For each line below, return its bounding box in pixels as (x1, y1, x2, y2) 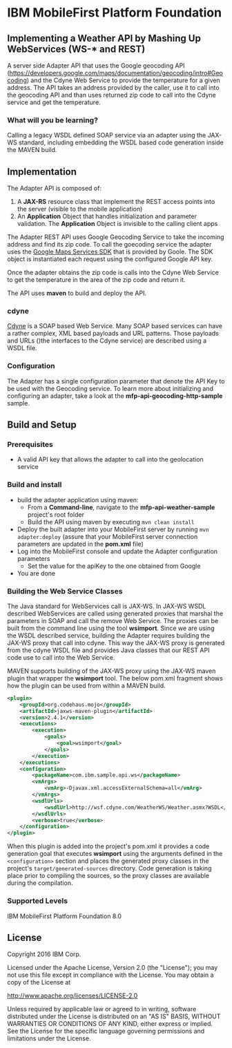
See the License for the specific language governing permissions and (7, 1027, 205, 1036)
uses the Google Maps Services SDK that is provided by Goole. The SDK (7, 247, 213, 256)
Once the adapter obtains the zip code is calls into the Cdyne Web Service (7, 268, 219, 277)
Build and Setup (7, 419, 77, 431)
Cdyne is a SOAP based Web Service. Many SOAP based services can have (7, 322, 223, 330)
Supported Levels (7, 896, 68, 906)
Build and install (7, 480, 62, 490)
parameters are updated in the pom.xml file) (17, 540, 144, 548)
